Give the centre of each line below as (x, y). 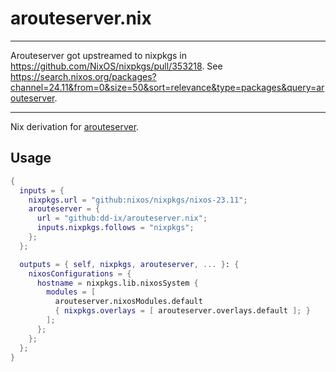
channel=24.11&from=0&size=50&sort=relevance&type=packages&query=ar (167, 87)
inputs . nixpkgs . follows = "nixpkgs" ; (115, 228)
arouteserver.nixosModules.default (128, 302)
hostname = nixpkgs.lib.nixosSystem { (117, 283)
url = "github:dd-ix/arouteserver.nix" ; (122, 218)
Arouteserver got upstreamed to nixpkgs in (99, 55)
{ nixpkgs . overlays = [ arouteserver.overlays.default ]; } (182, 311)
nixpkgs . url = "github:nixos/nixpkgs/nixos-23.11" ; (138, 200)
